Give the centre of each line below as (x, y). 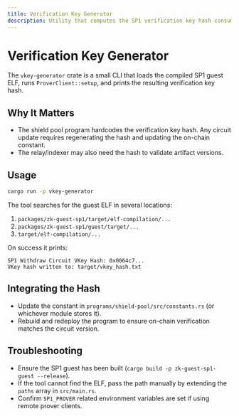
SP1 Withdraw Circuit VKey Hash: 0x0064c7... (76, 260)
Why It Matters (41, 113)
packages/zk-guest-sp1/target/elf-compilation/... (94, 219)
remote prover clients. (50, 405)
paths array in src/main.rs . (57, 390)
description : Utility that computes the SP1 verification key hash (110, 21)
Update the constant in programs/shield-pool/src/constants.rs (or (116, 306)
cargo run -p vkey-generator (51, 192)
